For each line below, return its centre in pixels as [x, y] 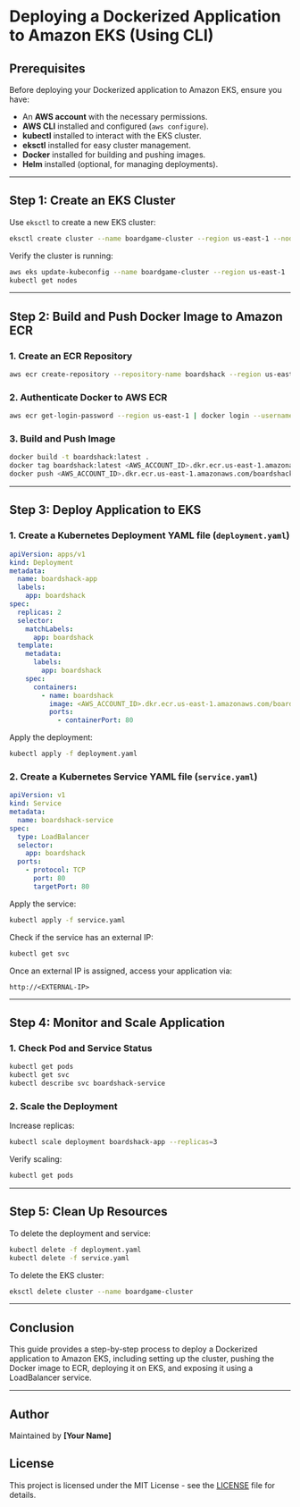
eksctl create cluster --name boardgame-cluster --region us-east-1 [139, 239]
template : [35, 645]
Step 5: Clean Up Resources [88, 1212]
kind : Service [36, 804]
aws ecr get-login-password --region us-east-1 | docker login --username [151, 416]
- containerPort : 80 [95, 720]
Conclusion [42, 1328]
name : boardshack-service [66, 820]
